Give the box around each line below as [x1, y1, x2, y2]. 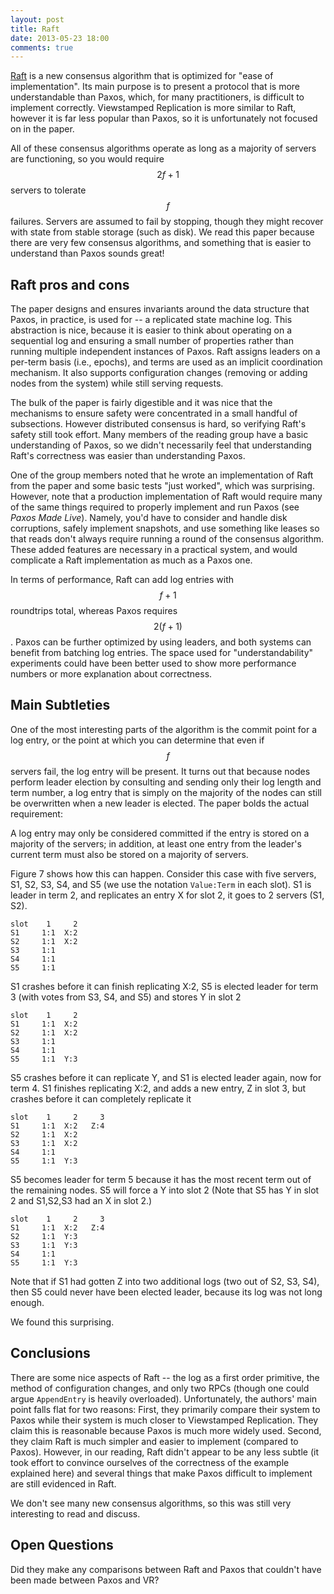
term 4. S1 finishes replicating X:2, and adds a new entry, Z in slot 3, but [10, 1082, 307, 1094]
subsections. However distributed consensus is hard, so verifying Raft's [10, 418, 307, 430]
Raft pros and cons [10, 276, 130, 293]
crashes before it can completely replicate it [10, 1092, 192, 1105]
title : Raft [10, 24, 60, 34]
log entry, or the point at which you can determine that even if [10, 734, 265, 746]
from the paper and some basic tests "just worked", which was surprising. [10, 480, 315, 492]
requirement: [10, 807, 63, 820]
